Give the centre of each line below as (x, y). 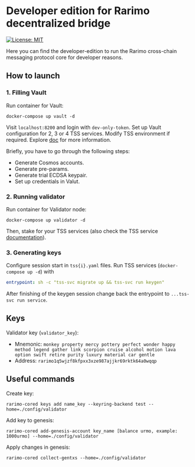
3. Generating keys (34, 253)
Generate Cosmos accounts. (49, 163)
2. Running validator (36, 197)
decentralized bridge (58, 23)
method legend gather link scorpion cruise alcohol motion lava (95, 350)
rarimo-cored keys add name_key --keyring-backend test (76, 404)
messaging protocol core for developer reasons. (65, 57)
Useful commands (40, 379)
